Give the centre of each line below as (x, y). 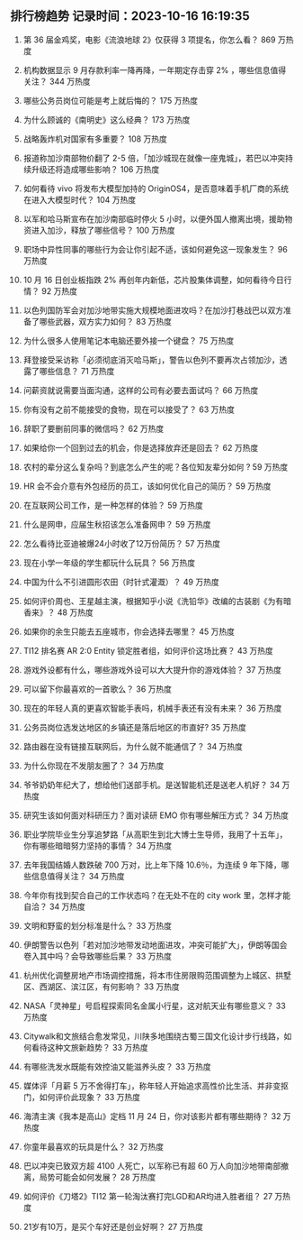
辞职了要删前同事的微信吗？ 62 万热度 (94, 428)
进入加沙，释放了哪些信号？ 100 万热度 (103, 230)
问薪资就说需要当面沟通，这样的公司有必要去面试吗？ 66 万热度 (141, 390)
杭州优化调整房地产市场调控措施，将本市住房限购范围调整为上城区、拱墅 (157, 975)
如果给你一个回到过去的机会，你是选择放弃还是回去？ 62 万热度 (141, 447)
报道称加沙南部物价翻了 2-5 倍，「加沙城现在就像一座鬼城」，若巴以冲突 (154, 158)
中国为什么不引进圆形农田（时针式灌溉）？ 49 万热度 (121, 582)
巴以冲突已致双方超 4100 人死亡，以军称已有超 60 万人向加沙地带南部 (152, 1165)
